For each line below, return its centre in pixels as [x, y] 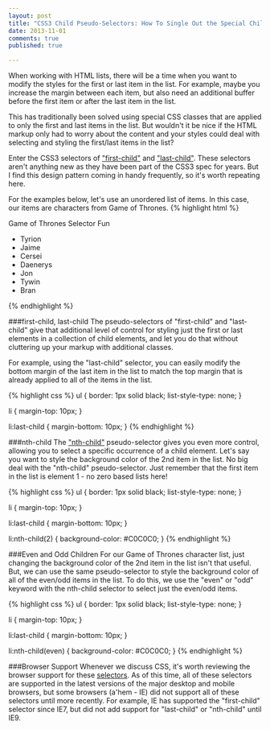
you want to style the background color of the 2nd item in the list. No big [128, 459]
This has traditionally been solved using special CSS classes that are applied [135, 117]
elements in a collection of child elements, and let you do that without [123, 339]
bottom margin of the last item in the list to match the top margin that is [126, 372]
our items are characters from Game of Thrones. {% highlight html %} [124, 208]
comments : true [34, 38]
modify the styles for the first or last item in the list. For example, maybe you [134, 84]
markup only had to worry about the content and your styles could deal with [134, 134]
